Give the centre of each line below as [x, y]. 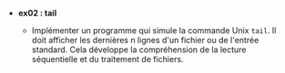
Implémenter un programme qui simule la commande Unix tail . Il [154, 30]
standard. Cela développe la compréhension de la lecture [139, 50]
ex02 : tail [37, 13]
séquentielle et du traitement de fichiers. [107, 59]
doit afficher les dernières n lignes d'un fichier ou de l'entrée [145, 40]
